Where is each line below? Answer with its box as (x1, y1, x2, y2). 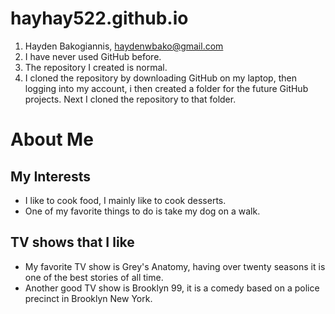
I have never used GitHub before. (24, 50, 162, 62)
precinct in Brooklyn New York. (24, 292, 153, 304)
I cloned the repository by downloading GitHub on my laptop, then (24, 72, 297, 84)
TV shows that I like (10, 234, 135, 251)
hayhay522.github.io (10, 7, 189, 30)
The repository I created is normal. (24, 61, 168, 73)
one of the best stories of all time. (24, 271, 164, 283)
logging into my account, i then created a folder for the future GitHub (24, 82, 309, 94)
